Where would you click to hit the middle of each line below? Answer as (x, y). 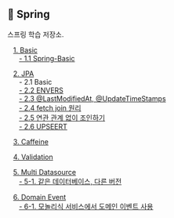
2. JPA (24, 73)
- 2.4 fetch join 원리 (50, 107)
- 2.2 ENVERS (41, 90)
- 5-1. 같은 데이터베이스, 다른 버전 (70, 181)
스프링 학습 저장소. (36, 34)
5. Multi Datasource (44, 172)
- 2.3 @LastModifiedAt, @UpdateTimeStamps (92, 98)
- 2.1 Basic (35, 82)
